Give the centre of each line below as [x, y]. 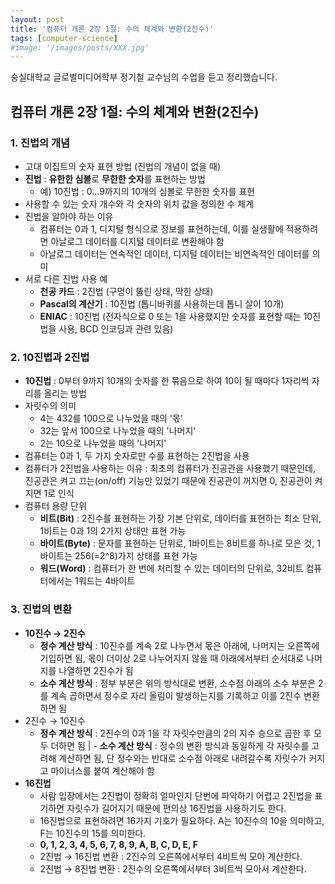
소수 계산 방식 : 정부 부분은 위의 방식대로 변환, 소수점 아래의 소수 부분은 [178, 683]
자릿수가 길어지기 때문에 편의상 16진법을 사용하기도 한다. [176, 808]
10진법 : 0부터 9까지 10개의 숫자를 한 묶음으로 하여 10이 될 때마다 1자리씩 [167, 381]
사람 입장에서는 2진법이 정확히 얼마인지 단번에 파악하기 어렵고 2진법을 [176, 795]
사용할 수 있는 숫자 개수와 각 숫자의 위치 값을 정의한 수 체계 [139, 203]
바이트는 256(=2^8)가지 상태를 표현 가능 [118, 556]
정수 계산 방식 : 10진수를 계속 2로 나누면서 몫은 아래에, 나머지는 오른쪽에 [179, 645]
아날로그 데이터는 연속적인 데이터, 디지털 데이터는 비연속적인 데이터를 [174, 253]
